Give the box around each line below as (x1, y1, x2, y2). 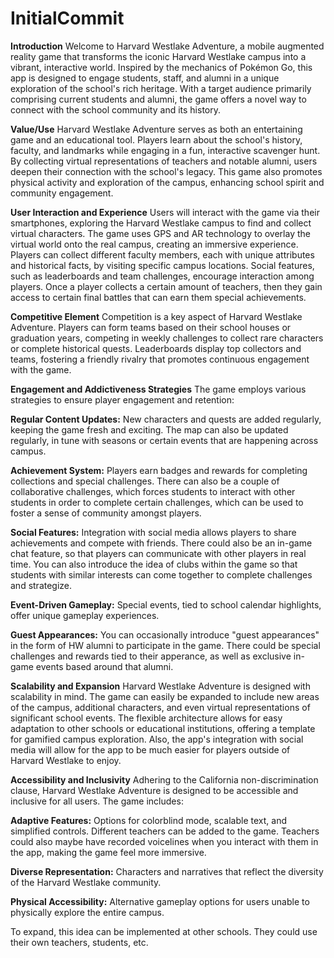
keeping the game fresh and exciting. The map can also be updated (10, 423, 289, 436)
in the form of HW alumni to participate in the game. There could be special (10, 639, 321, 651)
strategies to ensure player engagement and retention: (10, 393, 235, 406)
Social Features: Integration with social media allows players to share (10, 526, 297, 538)
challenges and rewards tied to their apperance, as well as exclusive (10, 650, 292, 662)
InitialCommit (10, 7, 125, 30)
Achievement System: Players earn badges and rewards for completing (10, 464, 308, 476)
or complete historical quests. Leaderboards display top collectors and (10, 342, 302, 354)
